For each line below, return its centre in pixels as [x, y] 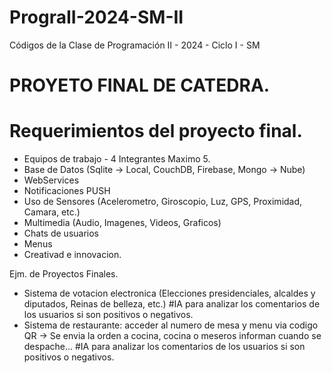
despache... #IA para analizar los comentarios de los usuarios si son [164, 347]
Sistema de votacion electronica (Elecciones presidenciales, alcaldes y [169, 293]
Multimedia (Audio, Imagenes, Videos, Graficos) [122, 223]
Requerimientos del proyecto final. [156, 131]
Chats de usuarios [61, 233]
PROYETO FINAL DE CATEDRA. [140, 85]
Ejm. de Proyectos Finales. [64, 274]
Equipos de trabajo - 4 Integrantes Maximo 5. [117, 159]
